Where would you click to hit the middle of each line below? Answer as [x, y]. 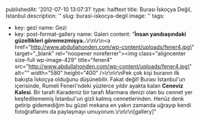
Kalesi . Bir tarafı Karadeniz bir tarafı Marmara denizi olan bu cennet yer [104, 92]
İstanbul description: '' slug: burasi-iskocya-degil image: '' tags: [85, 16]
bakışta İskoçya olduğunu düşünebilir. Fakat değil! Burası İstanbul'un [100, 79]
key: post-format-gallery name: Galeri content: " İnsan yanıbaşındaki [100, 34]
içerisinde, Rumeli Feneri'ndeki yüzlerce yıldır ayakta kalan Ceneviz [99, 86]
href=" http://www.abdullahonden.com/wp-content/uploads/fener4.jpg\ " [104, 47]
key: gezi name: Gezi [41, 28]
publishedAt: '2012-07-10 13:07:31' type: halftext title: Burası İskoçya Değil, [99, 9]
